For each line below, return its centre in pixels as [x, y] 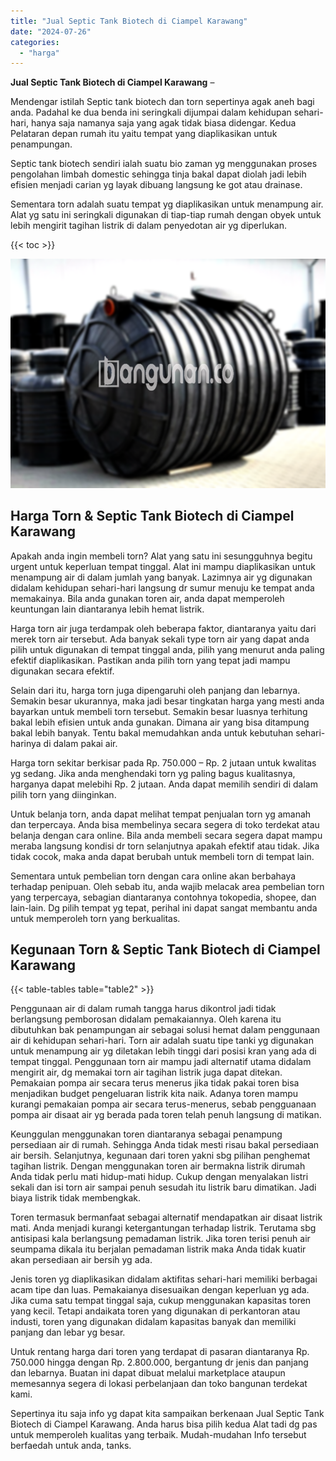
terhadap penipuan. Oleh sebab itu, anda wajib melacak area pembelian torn [167, 886]
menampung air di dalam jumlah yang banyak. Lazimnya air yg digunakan [161, 577]
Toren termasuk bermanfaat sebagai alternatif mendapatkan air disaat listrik [166, 1217]
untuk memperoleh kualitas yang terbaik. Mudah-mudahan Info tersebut [158, 1435]
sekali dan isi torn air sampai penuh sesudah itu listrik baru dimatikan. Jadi [163, 1187]
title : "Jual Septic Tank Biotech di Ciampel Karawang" [129, 21]
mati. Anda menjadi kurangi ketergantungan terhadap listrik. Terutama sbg [163, 1228]
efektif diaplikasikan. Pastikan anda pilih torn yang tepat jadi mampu [150, 660]
